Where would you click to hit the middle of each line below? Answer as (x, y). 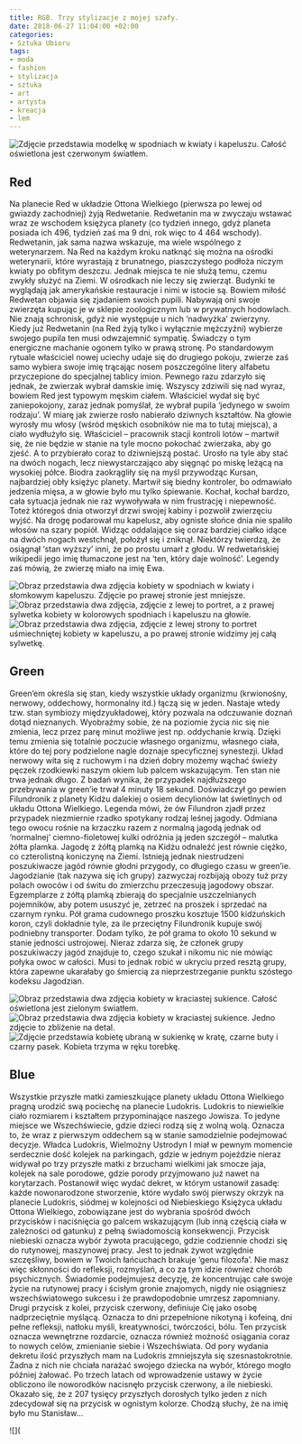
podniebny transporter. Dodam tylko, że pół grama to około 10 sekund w (143, 933)
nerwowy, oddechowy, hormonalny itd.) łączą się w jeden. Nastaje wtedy (145, 703)
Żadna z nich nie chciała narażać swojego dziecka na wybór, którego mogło (150, 1365)
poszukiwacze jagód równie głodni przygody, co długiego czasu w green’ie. (150, 865)
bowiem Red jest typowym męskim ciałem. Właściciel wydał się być (135, 395)
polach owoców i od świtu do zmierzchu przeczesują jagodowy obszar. (142, 884)
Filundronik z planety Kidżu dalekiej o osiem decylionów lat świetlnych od (146, 799)
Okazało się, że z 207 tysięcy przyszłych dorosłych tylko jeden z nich (138, 1393)
